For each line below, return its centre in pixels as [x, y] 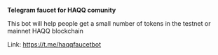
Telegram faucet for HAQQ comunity [62, 10]
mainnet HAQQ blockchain [46, 31]
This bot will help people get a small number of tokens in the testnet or [109, 23]
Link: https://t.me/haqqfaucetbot [54, 44]
